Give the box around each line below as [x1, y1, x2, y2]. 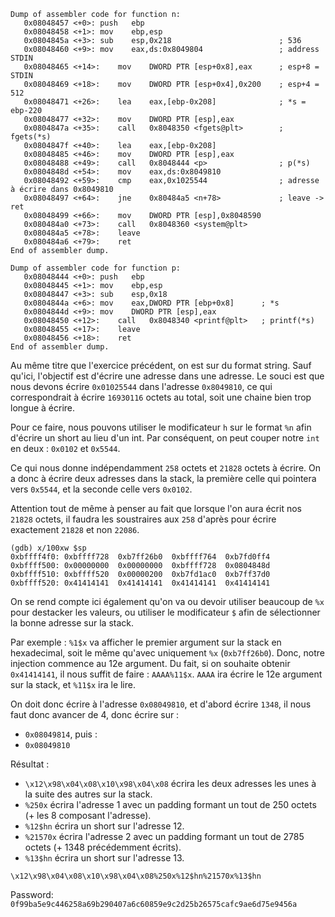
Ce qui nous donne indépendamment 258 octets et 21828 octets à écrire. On [10, 462, 321, 474]
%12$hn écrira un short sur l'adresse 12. [24, 820, 185, 832]
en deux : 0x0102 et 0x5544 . [10, 443, 121, 454]
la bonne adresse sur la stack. [10, 617, 134, 629]
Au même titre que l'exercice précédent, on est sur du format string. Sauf [10, 360, 312, 371]
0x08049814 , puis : [24, 728, 98, 740]
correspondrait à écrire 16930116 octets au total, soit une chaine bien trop [10, 391, 312, 403]
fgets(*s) [10, 132, 52, 142]
